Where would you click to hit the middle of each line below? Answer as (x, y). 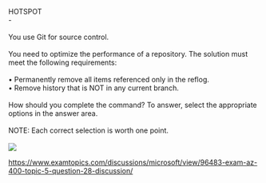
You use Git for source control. (59, 37)
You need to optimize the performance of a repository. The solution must (128, 54)
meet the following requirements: (63, 62)
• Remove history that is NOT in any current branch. (94, 88)
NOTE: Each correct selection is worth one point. (89, 130)
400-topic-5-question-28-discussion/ (71, 171)
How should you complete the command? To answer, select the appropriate (133, 105)
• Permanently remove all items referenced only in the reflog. (109, 80)
